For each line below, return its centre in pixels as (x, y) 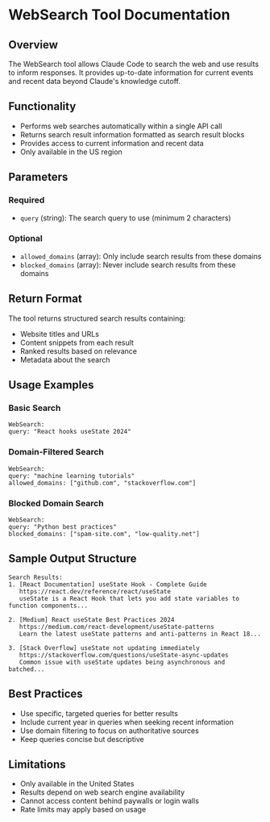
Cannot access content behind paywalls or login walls (110, 801)
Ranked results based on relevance (78, 351)
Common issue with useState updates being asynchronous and (122, 662)
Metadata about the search (65, 359)
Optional (25, 238)
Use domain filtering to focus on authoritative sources (109, 730)
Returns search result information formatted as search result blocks (132, 134)
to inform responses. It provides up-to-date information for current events (131, 73)
